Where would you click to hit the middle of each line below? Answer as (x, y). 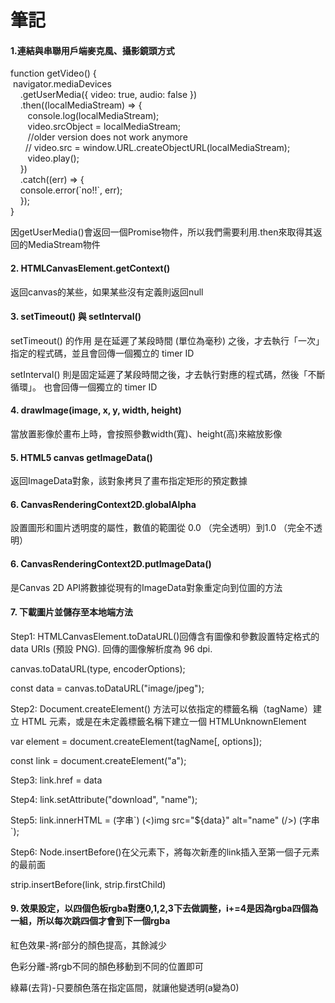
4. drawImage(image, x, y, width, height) (96, 410)
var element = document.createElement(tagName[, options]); (136, 741)
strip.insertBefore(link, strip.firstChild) (88, 884)
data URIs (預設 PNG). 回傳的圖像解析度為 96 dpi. (111, 648)
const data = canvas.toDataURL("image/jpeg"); (107, 688)
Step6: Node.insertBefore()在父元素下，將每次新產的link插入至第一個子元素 (165, 852)
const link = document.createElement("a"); (98, 760)
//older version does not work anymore (107, 137)
